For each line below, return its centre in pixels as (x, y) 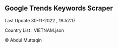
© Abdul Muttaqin (23, 40)
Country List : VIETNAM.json (34, 30)
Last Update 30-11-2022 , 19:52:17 (40, 20)
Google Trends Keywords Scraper (59, 8)
